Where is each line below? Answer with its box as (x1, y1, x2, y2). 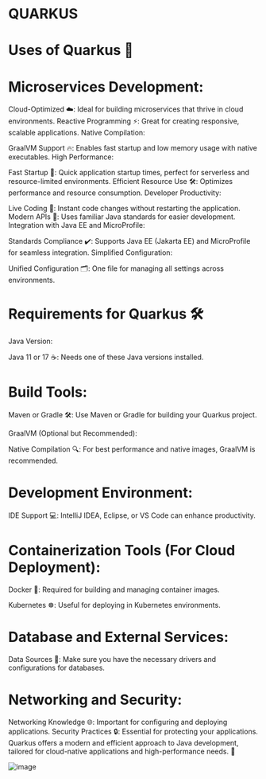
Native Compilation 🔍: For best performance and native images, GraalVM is (8, 444, 256, 454)
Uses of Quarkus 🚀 (8, 41, 133, 60)
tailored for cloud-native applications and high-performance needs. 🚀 (8, 746, 236, 756)
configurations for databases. (8, 663, 106, 672)
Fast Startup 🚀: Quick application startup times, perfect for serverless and (8, 168, 250, 178)
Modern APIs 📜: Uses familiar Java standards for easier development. (8, 212, 236, 221)
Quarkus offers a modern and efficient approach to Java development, (8, 738, 239, 747)
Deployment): (8, 558, 101, 577)
